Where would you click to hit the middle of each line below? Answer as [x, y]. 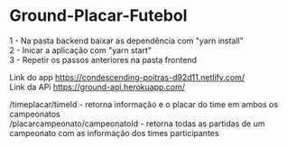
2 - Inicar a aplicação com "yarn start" [80, 50]
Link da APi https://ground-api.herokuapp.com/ [97, 87]
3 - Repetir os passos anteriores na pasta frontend [103, 60]
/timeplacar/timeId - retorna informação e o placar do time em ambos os [143, 104]
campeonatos [35, 114]
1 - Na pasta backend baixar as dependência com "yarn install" [126, 41]
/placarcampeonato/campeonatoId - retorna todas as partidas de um [137, 124]
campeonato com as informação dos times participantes [114, 133]
